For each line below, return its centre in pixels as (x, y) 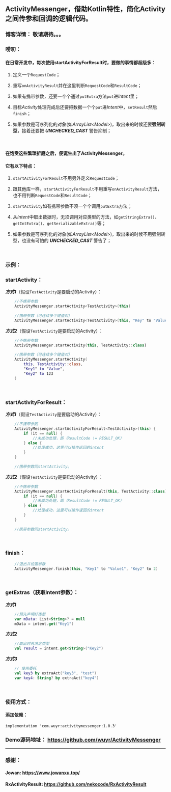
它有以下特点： (21, 166)
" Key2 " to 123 (38, 373)
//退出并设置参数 (30, 564)
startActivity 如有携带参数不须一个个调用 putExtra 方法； (72, 206)
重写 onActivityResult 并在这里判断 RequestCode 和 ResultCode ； (77, 86)
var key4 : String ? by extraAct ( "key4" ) (57, 678)
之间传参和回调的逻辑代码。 (49, 19)
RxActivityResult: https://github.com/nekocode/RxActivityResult (76, 784)
